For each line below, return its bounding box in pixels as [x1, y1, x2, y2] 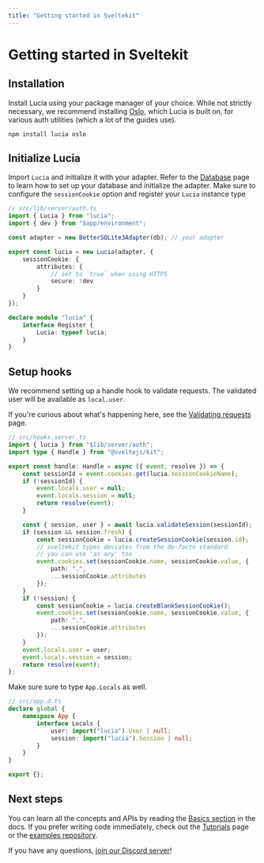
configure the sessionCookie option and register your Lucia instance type [8, 189, 247, 199]
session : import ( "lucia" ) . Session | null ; [50, 734, 193, 742]
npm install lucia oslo [8, 130, 87, 138]
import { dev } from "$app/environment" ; [8, 219, 147, 228]
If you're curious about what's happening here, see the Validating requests [8, 410, 251, 419]
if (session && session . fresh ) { [22, 528, 133, 536]
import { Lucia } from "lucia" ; [8, 212, 115, 220]
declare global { [8, 705, 66, 713]
